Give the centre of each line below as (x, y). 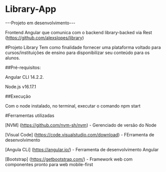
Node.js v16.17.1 (21, 86)
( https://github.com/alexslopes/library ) (45, 38)
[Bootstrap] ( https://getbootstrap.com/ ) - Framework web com (69, 159)
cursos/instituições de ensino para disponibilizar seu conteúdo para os (78, 53)
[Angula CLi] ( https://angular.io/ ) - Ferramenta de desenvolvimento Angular (82, 149)
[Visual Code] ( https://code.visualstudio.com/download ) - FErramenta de (80, 134)
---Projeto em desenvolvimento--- (40, 23)
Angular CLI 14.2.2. (25, 77)
